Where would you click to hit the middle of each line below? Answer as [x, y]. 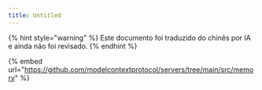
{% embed [26, 61]
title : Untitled [35, 15]
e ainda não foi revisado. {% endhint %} [73, 46]
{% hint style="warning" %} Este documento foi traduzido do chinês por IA [130, 38]
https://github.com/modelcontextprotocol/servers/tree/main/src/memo [139, 69]
